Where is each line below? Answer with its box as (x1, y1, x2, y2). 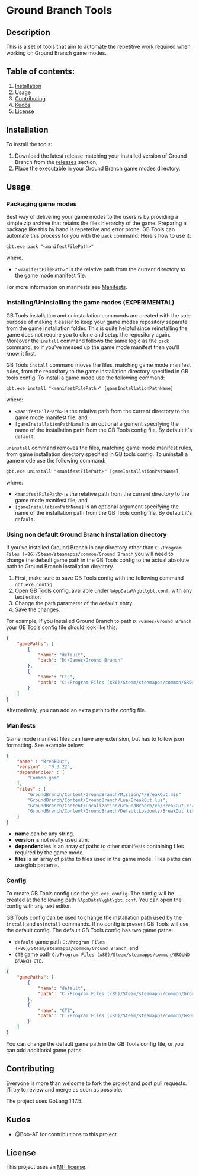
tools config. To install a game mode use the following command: (6, 374, 165, 381)
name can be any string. (14, 830, 75, 837)
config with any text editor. (6, 903, 72, 910)
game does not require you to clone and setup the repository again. (6, 331, 171, 338)
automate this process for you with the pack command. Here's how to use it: (6, 232, 191, 240)
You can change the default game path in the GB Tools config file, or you (6, 1040, 184, 1047)
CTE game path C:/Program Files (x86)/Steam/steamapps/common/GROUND (14, 951, 190, 958)
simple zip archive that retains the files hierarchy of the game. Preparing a (6, 219, 187, 227)
